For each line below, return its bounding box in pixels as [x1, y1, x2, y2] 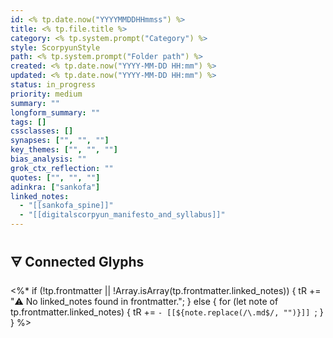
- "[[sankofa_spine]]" [19, 201, 114, 211]
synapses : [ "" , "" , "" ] [10, 136, 110, 146]
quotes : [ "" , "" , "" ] [10, 172, 101, 183]
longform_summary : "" [10, 107, 101, 118]
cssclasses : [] [10, 126, 74, 136]
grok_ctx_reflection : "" [10, 163, 114, 173]
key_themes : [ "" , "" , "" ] [10, 145, 118, 155]
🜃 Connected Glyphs [10, 254, 145, 271]
